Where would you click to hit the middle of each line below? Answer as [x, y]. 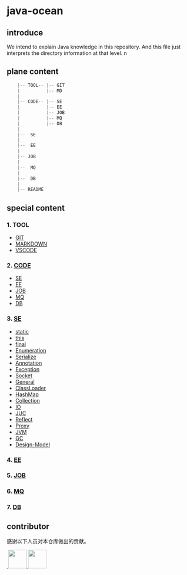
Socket [24, 375]
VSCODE [26, 250]
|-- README [31, 190]
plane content [33, 72]
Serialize [26, 357]
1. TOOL [18, 224]
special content [36, 208]
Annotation [29, 363]
